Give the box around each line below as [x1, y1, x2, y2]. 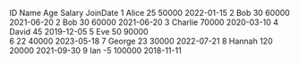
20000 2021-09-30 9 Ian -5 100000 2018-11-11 [9, 45, 182, 56]
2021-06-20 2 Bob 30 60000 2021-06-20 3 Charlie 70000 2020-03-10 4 [9, 17, 279, 28]
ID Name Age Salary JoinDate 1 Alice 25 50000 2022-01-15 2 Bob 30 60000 [9, 8, 291, 18]
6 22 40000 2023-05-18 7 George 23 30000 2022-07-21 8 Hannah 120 [9, 35, 273, 46]
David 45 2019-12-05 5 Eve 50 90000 [9, 27, 149, 36]
